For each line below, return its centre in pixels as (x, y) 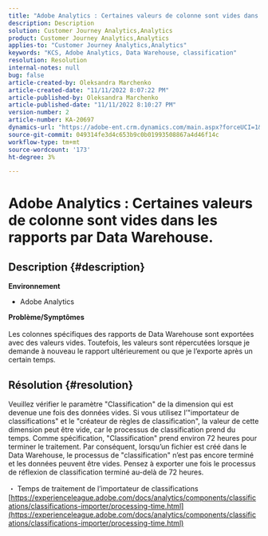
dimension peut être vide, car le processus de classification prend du (122, 430)
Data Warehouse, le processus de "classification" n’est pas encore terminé (131, 455)
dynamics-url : (32, 127)
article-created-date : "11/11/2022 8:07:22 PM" (89, 90)
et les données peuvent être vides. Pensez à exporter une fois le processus (132, 464)
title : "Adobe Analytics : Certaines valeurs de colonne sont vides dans (134, 16)
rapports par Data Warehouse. (111, 238)
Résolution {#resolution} (71, 385)
